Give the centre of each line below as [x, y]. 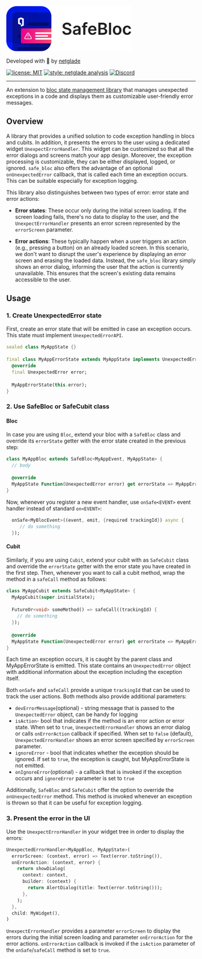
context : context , [45, 875]
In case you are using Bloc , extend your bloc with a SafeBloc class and [93, 434]
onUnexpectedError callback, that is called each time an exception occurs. [97, 174]
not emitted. [30, 765]
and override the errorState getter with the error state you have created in [99, 566]
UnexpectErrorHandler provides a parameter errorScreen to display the [93, 931]
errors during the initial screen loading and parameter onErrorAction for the [99, 937]
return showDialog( [41, 869]
